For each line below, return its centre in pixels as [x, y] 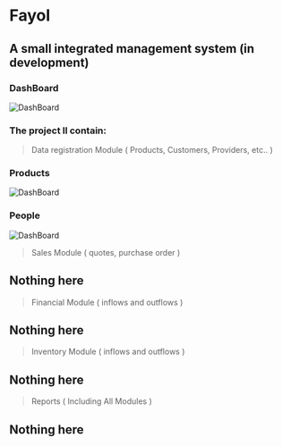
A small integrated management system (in [132, 49]
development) [49, 62]
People [25, 215]
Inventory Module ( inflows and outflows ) [108, 352]
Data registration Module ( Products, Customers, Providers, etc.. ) [152, 150]
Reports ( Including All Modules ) [91, 401]
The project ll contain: [58, 130]
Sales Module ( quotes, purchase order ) [106, 252]
